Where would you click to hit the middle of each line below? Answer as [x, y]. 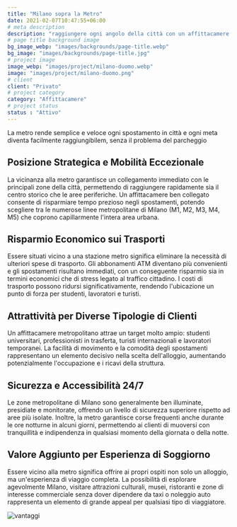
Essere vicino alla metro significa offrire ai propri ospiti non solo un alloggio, [118, 472]
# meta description [36, 27]
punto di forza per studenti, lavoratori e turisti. [74, 294]
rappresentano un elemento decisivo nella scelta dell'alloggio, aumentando [117, 356]
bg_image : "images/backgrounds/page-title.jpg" [79, 54]
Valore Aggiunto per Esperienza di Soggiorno [109, 454]
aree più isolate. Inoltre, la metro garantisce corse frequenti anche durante [116, 417]
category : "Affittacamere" [47, 100]
